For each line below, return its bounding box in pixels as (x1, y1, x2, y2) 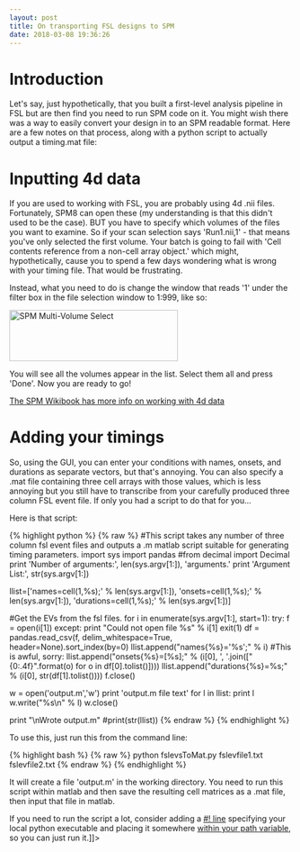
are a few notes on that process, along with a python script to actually (9, 127, 268, 138)
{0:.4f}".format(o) (9, 661, 75, 672)
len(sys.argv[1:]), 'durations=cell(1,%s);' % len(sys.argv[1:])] (9, 595, 232, 606)
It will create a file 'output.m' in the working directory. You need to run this (9, 776, 284, 788)
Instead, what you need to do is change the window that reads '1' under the (9, 283, 288, 294)
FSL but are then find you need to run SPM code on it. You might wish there (9, 108, 289, 119)
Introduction (9, 68, 104, 89)
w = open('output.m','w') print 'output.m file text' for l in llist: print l (9, 688, 254, 699)
